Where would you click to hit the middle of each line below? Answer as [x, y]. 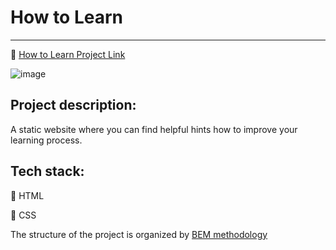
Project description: [73, 105]
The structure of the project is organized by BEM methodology [139, 234]
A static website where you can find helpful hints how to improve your [154, 129]
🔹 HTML [27, 195]
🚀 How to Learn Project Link [68, 54]
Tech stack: [47, 171]
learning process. [46, 140]
